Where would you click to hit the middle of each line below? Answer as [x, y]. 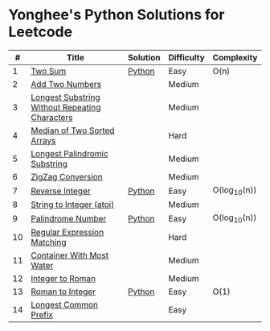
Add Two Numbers [66, 84]
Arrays [43, 140]
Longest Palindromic [70, 153]
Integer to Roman [63, 279]
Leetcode [41, 32]
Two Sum [49, 71]
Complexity [235, 57]
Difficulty [186, 57]
